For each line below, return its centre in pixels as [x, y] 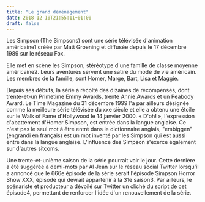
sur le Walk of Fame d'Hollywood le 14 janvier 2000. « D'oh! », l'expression [100, 116]
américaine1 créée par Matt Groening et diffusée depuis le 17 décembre [96, 47]
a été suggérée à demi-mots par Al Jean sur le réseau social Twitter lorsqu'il [102, 167]
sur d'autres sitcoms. [33, 149]
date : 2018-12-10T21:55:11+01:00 [49, 18]
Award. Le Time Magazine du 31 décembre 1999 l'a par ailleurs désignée [98, 103]
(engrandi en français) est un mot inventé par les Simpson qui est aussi [96, 135]
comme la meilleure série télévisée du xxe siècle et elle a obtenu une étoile [101, 110]
